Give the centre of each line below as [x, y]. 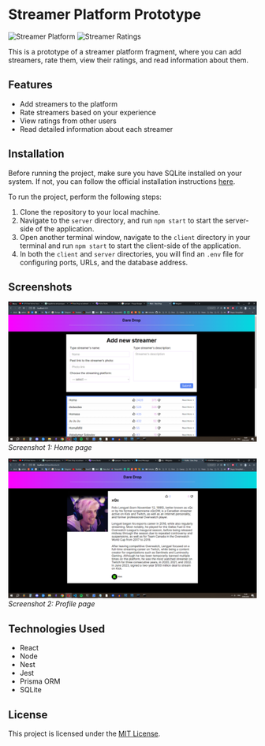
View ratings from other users [68, 121]
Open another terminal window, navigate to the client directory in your [135, 237]
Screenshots [40, 287]
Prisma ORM [40, 681]
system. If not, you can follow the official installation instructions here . [122, 181]
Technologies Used [56, 629]
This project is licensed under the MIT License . [84, 733]
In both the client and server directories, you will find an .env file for [132, 253]
